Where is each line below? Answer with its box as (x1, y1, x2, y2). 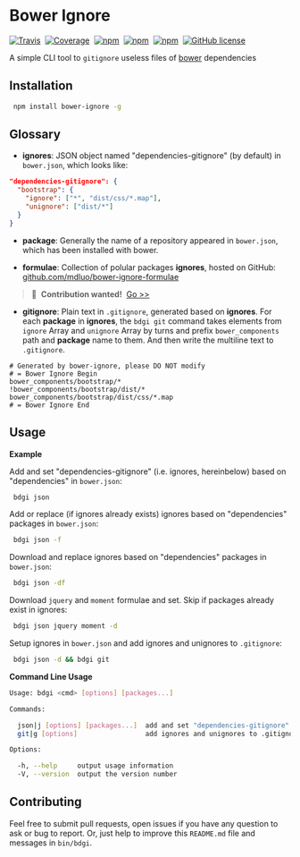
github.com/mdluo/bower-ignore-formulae (21, 271, 179, 282)
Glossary (9, 127, 61, 142)
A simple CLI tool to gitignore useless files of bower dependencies (9, 52, 257, 63)
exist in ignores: (9, 605, 68, 615)
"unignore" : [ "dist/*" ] (25, 202, 114, 211)
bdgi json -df (12, 579, 66, 588)
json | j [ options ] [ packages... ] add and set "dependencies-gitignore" (17, 721, 290, 730)
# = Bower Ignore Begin (9, 369, 98, 378)
